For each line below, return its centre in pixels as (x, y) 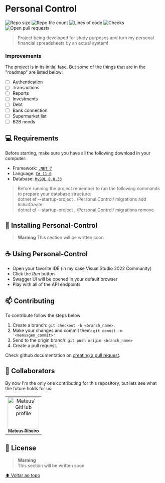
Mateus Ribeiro (24, 431)
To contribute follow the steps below (43, 315)
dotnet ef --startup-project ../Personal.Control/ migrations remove (86, 210)
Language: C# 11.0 (32, 173)
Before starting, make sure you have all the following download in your (78, 153)
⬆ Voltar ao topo (23, 475)
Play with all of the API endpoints (47, 284)
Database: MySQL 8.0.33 (37, 179)
